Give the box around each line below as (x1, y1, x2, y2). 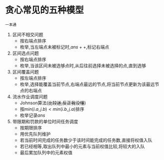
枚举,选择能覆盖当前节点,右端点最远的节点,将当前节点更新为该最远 (19, 81, 155, 87)
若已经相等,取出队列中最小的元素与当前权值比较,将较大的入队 (19, 143, 145, 149)
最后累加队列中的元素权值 (19, 150, 73, 156)
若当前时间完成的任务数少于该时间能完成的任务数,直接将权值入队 (19, 137, 153, 143)
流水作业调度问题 (12, 93, 48, 99)
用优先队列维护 (19, 131, 51, 137)
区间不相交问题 (12, 31, 43, 37)
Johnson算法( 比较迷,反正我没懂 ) (19, 100, 86, 106)
